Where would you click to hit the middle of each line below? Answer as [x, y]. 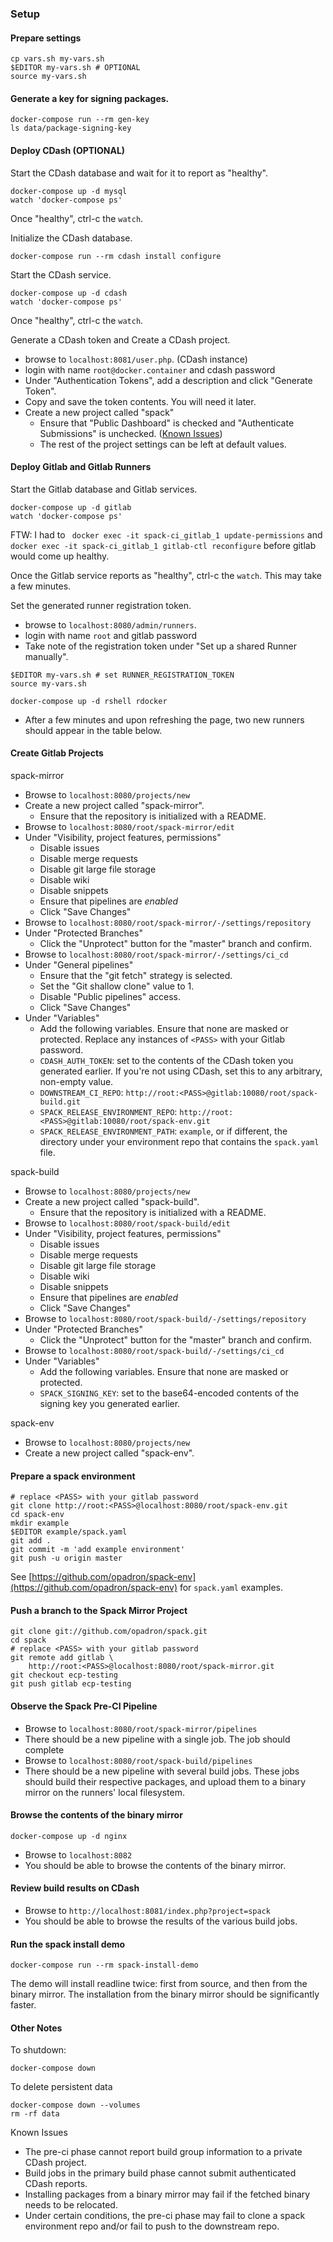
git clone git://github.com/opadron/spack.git [109, 1632]
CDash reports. [56, 2184]
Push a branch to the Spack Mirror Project [99, 1610]
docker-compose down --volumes [75, 2105]
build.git [60, 1102]
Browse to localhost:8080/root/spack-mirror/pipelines [141, 1728]
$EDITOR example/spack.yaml [69, 1532]
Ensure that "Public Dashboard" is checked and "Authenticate [167, 423]
